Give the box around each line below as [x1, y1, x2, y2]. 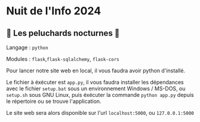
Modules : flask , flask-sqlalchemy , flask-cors [6, 56, 119, 62]
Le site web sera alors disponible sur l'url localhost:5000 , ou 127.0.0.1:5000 [6, 109, 194, 116]
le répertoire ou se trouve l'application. [6, 97, 101, 105]
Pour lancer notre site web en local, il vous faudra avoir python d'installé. [6, 67, 186, 74]
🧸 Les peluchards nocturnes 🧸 [6, 28, 120, 38]
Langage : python [6, 44, 49, 51]
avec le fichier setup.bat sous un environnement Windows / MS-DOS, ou [6, 85, 186, 92]
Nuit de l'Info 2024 [6, 4, 101, 18]
